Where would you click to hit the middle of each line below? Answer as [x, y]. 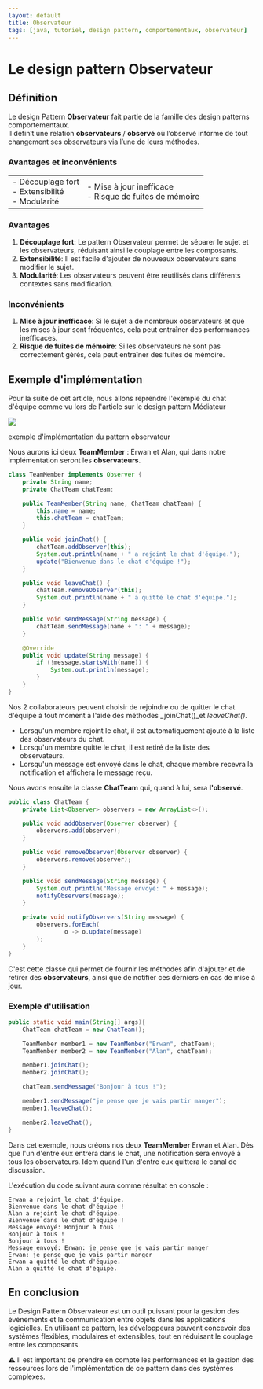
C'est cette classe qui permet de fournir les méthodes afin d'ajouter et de [127, 969]
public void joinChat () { [65, 540]
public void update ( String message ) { [86, 655]
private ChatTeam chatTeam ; [68, 489]
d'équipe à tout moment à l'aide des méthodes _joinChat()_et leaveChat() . [128, 715]
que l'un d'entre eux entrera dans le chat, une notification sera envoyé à [124, 1153]
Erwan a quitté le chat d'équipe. [65, 1262]
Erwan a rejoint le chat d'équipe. [66, 1199]
